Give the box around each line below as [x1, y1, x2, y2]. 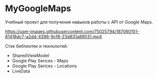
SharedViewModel [12, 52, 50, 58]
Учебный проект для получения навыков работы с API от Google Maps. [5, 19, 153, 25]
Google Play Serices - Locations [12, 63, 77, 69]
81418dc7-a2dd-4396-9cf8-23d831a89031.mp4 [5, 34, 102, 39]
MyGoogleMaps [5, 3, 72, 14]
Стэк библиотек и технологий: [5, 43, 68, 49]
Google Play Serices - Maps [12, 58, 69, 63]
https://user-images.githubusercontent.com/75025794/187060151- [5, 28, 139, 34]
